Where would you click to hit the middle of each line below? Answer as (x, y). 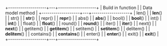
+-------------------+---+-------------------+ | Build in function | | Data (79, 8)
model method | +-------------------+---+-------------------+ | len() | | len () (84, 13)
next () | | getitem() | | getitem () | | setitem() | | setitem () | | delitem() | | (78, 29)
